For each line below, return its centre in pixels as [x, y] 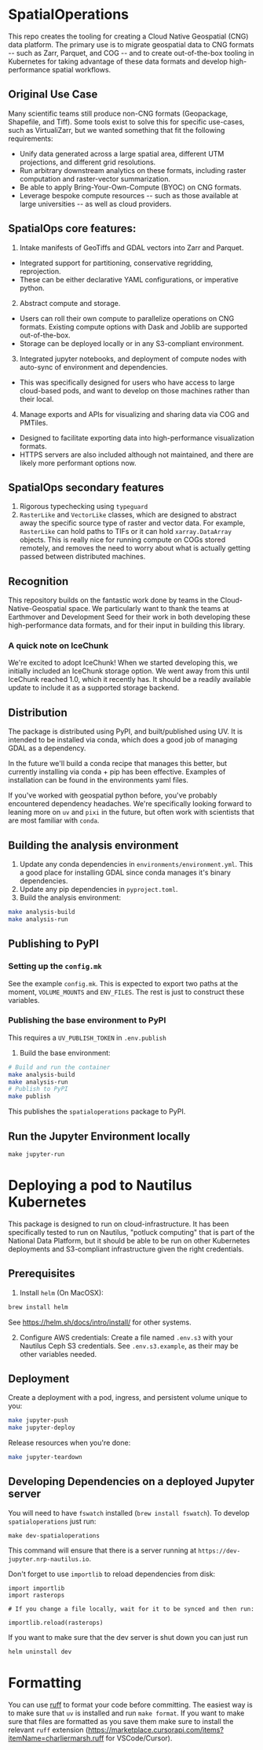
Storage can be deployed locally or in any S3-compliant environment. [131, 343]
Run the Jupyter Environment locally [99, 1136]
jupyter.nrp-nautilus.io [49, 1559]
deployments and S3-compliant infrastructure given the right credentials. [126, 1249]
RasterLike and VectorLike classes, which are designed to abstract [128, 515]
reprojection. [40, 271]
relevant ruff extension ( [48, 1730]
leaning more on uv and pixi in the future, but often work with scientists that [131, 812]
